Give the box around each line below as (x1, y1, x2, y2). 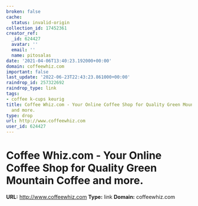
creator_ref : (6, 31, 38, 36)
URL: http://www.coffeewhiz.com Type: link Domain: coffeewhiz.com (6, 193, 176, 200)
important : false (6, 69, 49, 75)
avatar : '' (11, 42, 38, 48)
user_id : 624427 (6, 124, 46, 129)
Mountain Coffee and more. (6, 174, 144, 187)
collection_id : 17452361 (6, 25, 67, 31)
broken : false (6, 8, 41, 15)
